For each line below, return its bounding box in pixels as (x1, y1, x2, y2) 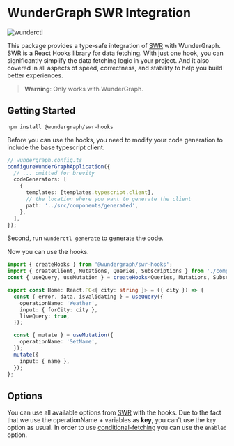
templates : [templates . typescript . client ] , (25, 189, 155, 196)
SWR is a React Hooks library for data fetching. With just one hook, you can (7, 49, 224, 57)
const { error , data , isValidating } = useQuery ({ (13, 293, 164, 300)
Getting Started (7, 105, 76, 117)
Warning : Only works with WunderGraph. (24, 84, 144, 93)
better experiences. (7, 71, 64, 80)
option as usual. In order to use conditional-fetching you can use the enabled (7, 424, 227, 432)
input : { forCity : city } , (19, 306, 98, 313)
